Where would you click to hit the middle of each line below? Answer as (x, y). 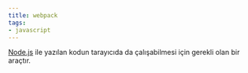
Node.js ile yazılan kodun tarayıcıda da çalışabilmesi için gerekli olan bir (124, 53)
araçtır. (20, 60)
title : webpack (33, 15)
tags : (17, 23)
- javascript (30, 30)
